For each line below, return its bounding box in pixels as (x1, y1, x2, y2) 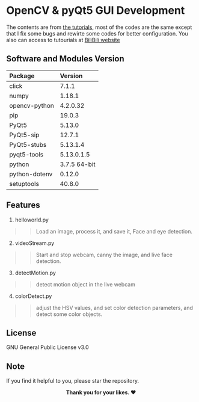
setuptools (9, 179, 39, 188)
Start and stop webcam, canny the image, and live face (35, 251, 173, 258)
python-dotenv (9, 170, 53, 178)
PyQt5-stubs (9, 140, 47, 149)
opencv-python (9, 101, 54, 110)
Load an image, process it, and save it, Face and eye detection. (35, 227, 192, 235)
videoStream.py (14, 239, 55, 247)
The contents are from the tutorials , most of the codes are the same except (6, 23, 192, 31)
